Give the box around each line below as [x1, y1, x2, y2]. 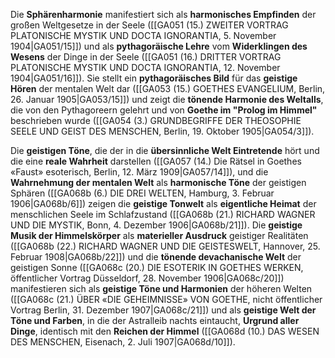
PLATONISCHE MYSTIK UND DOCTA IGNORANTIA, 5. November [10, 30, 277, 41]
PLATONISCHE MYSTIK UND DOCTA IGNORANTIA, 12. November [10, 62, 281, 73]
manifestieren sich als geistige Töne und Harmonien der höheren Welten [10, 283, 313, 294]
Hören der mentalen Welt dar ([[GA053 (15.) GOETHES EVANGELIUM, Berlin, [10, 83, 326, 94]
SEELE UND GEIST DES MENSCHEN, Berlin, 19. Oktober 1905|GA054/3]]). [10, 125, 315, 137]
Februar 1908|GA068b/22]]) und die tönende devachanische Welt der [10, 251, 302, 263]
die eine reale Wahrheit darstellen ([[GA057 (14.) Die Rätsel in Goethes [10, 155, 302, 167]
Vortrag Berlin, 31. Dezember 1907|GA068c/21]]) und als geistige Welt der [10, 304, 317, 316]
